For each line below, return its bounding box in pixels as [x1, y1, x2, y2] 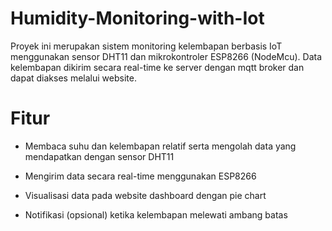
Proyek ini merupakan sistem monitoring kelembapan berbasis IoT [10, 40, 283, 52]
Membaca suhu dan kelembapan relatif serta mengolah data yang [24, 140, 297, 152]
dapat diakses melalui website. [10, 72, 137, 84]
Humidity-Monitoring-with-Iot [10, 7, 265, 30]
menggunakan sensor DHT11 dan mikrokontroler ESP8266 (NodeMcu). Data [10, 50, 323, 62]
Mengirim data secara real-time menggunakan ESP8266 [24, 170, 257, 182]
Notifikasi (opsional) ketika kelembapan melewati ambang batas [24, 208, 288, 221]
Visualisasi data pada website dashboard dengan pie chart [24, 189, 267, 201]
